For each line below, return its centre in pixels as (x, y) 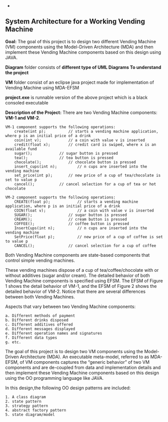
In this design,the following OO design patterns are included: (68, 388)
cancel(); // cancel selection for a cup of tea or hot (85, 184)
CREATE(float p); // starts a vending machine (76, 201)
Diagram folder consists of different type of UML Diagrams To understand (83, 67)
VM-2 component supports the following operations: (60, 197)
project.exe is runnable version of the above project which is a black (76, 97)
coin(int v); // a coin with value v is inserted (79, 140)
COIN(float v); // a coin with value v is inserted (84, 210)
